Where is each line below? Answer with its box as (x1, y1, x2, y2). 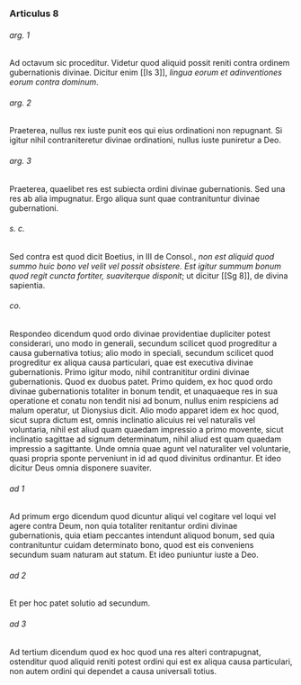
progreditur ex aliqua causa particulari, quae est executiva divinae (9, 357, 253, 368)
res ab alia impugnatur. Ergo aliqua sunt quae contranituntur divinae (9, 193, 261, 204)
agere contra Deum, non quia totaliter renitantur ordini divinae (9, 521, 238, 532)
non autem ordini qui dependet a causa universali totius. (9, 665, 217, 676)
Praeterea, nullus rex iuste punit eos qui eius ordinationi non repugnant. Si (9, 125, 283, 136)
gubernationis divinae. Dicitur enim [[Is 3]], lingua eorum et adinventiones (9, 67, 283, 78)
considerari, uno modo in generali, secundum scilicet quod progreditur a (9, 337, 278, 349)
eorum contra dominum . (9, 77, 99, 87)
